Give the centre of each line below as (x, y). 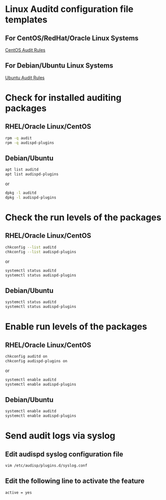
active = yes (19, 493)
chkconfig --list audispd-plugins (41, 252)
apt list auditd (22, 170)
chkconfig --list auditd (31, 247)
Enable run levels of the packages (76, 327)
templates (27, 20)
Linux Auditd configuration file (69, 9)
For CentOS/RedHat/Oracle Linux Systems (72, 38)
